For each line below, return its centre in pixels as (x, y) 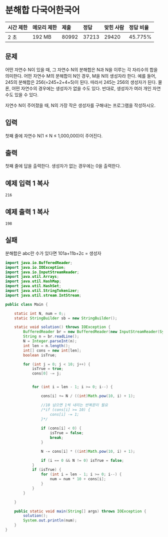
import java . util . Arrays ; (32, 277)
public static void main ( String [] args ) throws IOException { (80, 511)
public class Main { (27, 304)
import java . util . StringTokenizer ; (42, 291)
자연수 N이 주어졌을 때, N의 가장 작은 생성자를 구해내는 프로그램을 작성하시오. (80, 105)
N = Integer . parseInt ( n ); (50, 341)
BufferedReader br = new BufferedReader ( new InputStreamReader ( (91, 332)
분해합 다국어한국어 (42, 10)
